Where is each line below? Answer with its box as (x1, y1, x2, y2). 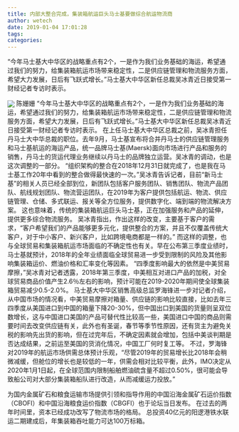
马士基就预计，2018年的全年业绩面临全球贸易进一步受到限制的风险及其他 (7, 251, 221, 259)
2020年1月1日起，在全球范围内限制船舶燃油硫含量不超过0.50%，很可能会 (7, 366, 222, 374)
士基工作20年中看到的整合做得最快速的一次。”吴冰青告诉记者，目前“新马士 (7, 170, 223, 179)
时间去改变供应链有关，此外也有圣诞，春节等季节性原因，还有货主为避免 (13, 322, 225, 330)
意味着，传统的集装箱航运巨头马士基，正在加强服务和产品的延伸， (33, 206, 228, 214)
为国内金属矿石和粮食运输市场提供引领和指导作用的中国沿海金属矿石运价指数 (7, 390, 232, 399)
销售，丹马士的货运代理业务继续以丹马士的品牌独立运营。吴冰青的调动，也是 (7, 152, 232, 161)
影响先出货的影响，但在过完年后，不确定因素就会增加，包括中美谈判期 (19, 330, 225, 339)
